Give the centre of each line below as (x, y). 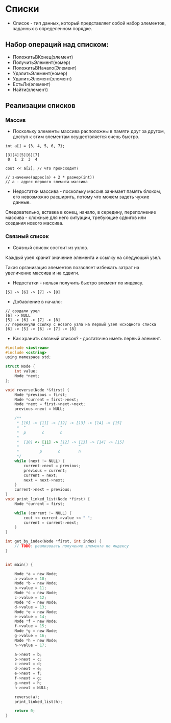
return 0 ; (25, 711)
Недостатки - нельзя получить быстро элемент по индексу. (78, 282)
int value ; (26, 371)
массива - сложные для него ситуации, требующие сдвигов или (76, 217)
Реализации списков (40, 106)
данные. (22, 202)
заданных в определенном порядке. (52, 28)
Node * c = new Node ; (36, 593)
